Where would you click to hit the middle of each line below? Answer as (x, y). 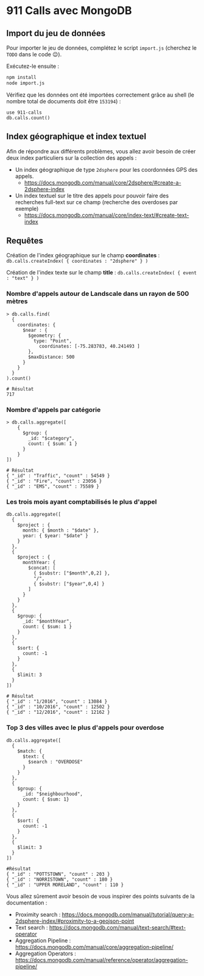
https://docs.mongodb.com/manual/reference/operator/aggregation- (101, 959)
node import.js (26, 83)
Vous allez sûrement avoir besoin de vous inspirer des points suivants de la (100, 896)
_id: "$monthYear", (47, 622)
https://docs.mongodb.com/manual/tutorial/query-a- (128, 914)
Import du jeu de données (56, 33)
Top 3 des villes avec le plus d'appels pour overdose (85, 728)
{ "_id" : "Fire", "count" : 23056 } (54, 481)
